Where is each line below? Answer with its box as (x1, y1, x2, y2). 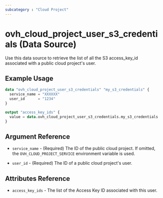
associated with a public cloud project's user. (5, 60, 96, 66)
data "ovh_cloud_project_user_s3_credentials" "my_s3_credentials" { (5, 87, 150, 92)
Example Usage (5, 74, 54, 82)
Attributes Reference (5, 174, 70, 183)
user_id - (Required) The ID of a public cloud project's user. (12, 160, 133, 166)
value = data (9, 114, 36, 119)
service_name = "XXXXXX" (9, 92, 60, 97)
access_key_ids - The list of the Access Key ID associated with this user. (12, 187, 158, 194)
